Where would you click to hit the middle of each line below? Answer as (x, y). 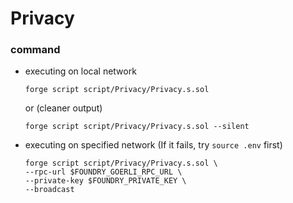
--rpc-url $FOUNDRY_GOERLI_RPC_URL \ (103, 172)
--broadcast (49, 190)
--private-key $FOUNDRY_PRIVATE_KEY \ (105, 181)
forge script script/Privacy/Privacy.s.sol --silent (137, 127)
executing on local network (80, 71)
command (35, 50)
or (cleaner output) (63, 108)
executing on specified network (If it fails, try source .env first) (153, 145)
